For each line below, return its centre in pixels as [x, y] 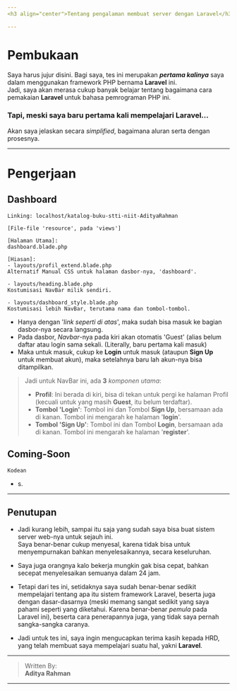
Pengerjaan [42, 174]
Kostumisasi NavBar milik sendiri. [60, 290]
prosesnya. [24, 138]
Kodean [17, 470]
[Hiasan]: [22, 259]
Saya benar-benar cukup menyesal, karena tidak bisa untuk [104, 545]
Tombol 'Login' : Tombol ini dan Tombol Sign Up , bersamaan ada [129, 409]
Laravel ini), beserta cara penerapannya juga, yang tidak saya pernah [118, 617]
